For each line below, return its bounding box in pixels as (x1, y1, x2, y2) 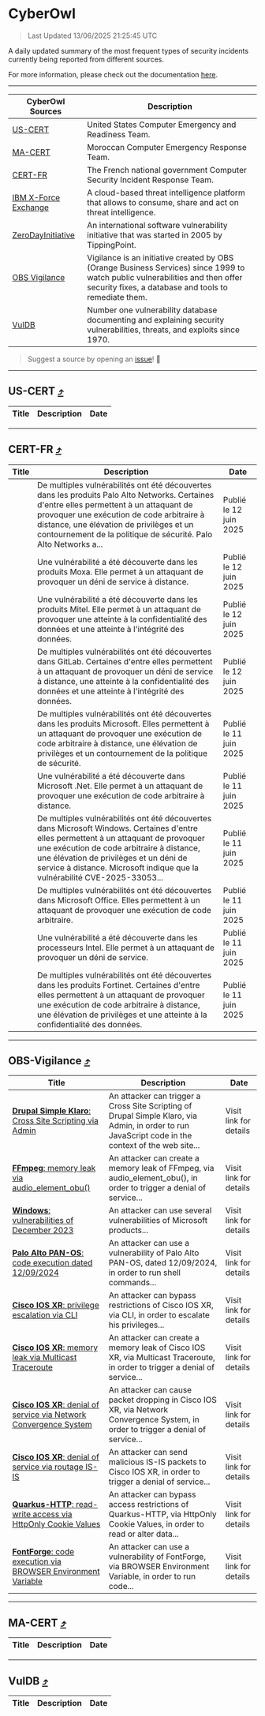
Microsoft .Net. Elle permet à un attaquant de (36, 780, 203, 791)
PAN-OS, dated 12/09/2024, (108, 1258, 218, 1269)
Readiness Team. (86, 129, 151, 140)
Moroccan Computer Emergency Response (86, 141, 247, 152)
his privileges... (108, 1319, 165, 1330)
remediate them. (86, 291, 147, 302)
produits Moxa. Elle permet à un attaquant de (36, 566, 203, 577)
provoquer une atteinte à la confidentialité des (36, 613, 207, 624)
